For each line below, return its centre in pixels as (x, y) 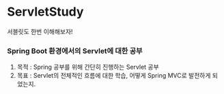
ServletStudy (45, 12)
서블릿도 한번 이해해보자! (40, 31)
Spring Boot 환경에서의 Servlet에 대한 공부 (75, 50)
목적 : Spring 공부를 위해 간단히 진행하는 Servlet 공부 (88, 67)
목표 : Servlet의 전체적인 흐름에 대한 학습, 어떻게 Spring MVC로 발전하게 (114, 76)
